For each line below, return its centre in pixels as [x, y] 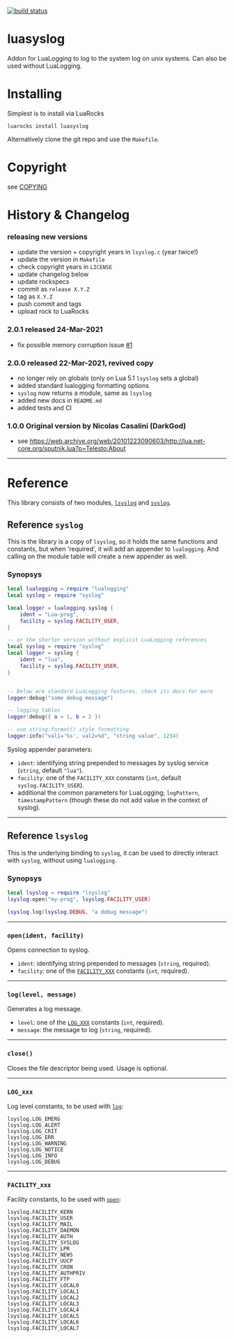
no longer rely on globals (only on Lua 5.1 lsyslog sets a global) [108, 378]
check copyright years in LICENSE [65, 267]
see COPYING [27, 187]
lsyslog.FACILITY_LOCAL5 [43, 1316]
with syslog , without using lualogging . [62, 860]
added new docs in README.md [60, 400]
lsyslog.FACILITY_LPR [39, 1249]
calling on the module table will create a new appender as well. [97, 556]
